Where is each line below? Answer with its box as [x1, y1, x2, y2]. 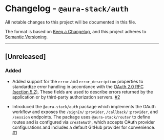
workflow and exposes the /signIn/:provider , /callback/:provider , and [12, 109, 158, 115]
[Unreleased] [5, 52, 46, 61]
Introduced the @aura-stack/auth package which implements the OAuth [12, 103, 156, 109]
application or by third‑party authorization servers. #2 [12, 94, 121, 100]
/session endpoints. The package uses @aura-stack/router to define [12, 114, 150, 120]
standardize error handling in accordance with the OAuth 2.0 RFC [12, 84, 144, 90]
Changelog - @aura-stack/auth [5, 3, 129, 14]
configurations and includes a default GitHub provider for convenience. [12, 124, 156, 130]
